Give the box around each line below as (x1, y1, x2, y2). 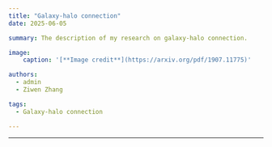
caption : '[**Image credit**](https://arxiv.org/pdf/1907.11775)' (23, 56, 252, 65)
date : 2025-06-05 (8, 19, 67, 27)
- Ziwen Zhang (15, 86, 63, 94)
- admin (15, 78, 42, 86)
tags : (8, 100, 27, 108)
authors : (8, 70, 38, 79)
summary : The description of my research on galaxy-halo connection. (8, 34, 249, 42)
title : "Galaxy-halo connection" (8, 11, 121, 20)
